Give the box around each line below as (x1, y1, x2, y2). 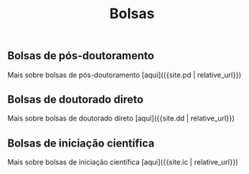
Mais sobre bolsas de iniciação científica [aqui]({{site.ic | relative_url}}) (7, 157, 239, 167)
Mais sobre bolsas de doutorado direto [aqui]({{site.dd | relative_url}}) (7, 113, 235, 123)
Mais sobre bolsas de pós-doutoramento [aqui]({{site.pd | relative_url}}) (7, 70, 242, 80)
